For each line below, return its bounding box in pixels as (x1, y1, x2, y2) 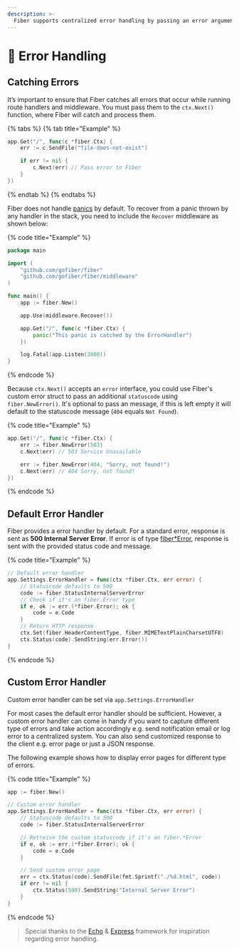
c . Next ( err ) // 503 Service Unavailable (20, 448, 142, 455)
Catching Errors (7, 76, 80, 89)
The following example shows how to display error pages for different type (7, 753, 226, 762)
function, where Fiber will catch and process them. (7, 110, 156, 118)
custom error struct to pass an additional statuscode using (7, 392, 178, 400)
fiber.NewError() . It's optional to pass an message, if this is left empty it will (7, 400, 231, 408)
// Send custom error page (20, 866, 100, 874)
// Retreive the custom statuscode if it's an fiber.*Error (20, 834, 202, 841)
